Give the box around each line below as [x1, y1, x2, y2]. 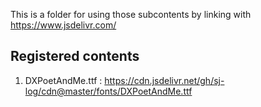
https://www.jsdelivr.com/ [10, 19, 117, 31]
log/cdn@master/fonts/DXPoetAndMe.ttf [24, 85, 193, 97]
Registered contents [10, 48, 140, 65]
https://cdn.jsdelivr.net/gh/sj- [104, 74, 225, 86]
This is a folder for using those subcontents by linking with [10, 9, 252, 20]
